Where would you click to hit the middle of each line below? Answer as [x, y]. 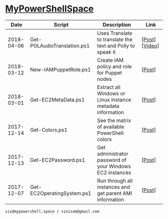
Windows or [111, 93]
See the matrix [114, 120]
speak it [106, 52]
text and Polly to [116, 46]
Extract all [109, 87]
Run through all [115, 180]
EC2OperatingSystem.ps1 [60, 193]
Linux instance [114, 99]
